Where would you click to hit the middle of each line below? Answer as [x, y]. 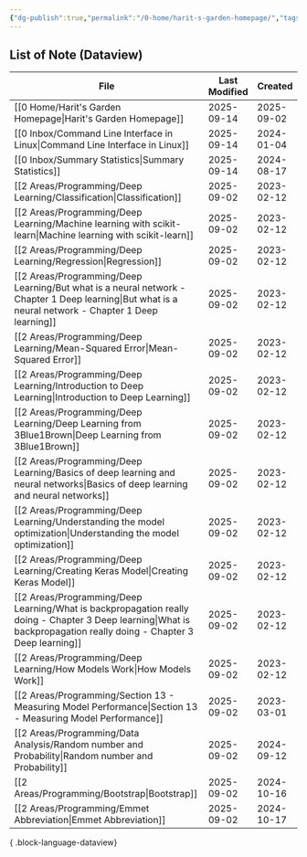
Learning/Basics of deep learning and [95, 473]
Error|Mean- [152, 348]
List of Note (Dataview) [76, 55]
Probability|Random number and [84, 756]
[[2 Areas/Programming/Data [77, 734]
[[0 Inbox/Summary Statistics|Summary [99, 160]
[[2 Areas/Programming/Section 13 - [95, 695]
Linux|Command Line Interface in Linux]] [102, 145]
